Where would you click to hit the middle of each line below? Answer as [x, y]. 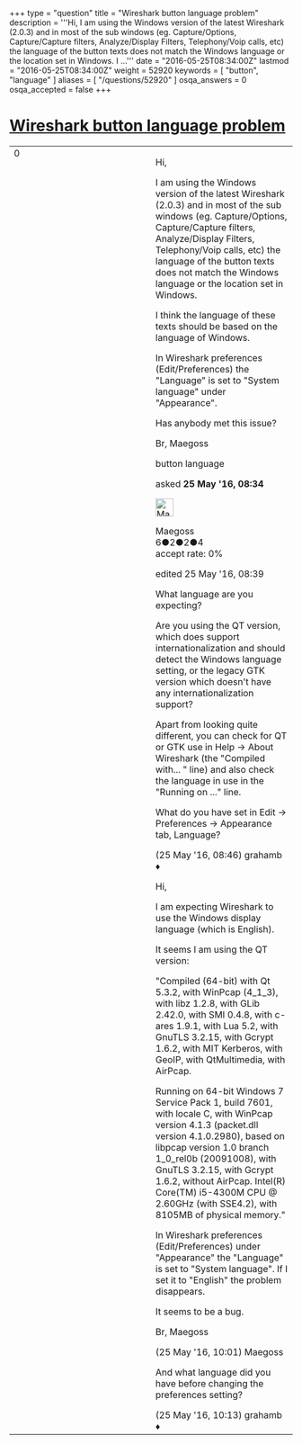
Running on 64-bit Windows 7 [220, 1090]
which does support [198, 636]
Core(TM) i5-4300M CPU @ [217, 1192]
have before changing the [210, 1383]
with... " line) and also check [215, 769]
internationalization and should [221, 648]
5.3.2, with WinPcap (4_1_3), [217, 991]
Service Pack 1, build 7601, [214, 1102]
